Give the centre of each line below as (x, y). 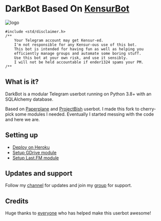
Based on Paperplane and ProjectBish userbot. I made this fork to (72, 109)
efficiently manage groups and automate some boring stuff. (78, 53)
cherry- (148, 109)
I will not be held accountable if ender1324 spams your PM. (79, 62)
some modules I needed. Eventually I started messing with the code (84, 114)
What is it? (22, 82)
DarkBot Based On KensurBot (67, 9)
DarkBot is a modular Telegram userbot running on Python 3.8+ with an (79, 94)
